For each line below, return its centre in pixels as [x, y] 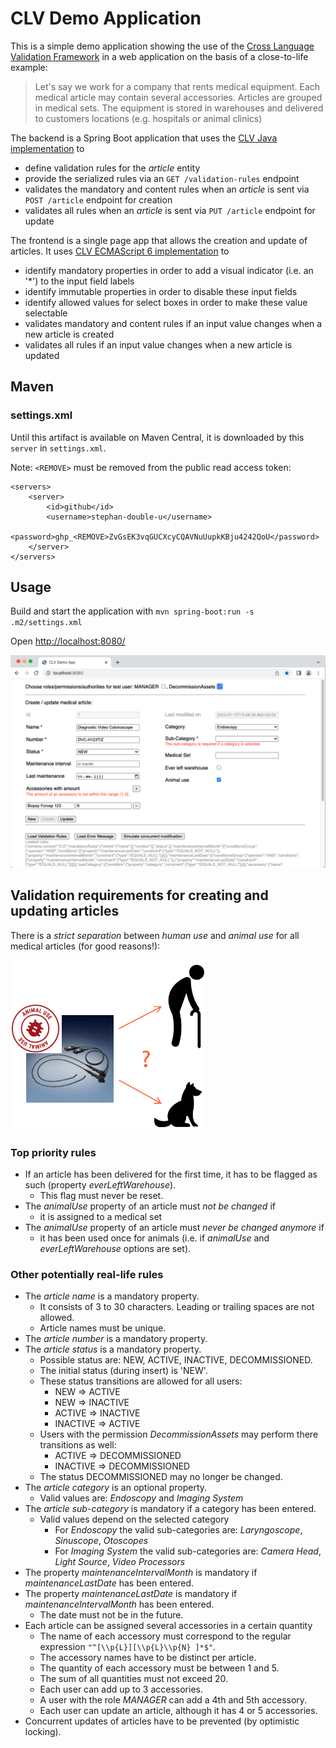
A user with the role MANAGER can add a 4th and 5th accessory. [173, 1700]
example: [29, 67]
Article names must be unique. [103, 1328]
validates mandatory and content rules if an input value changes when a [173, 323]
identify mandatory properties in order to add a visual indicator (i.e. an [169, 270]
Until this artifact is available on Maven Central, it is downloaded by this [157, 437]
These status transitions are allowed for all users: [141, 1381]
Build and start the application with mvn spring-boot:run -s [132, 611]
